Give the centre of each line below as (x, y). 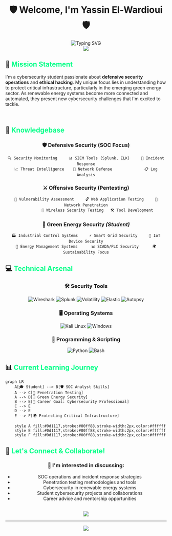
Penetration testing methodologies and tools (90, 482)
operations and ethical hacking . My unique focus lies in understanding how (86, 82)
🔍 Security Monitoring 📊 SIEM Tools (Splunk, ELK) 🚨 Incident (86, 158)
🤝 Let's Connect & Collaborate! (55, 451)
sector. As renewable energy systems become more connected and (77, 93)
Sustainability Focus (86, 252)
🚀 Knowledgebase (35, 130)
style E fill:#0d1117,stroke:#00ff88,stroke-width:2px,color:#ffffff (90, 431)
